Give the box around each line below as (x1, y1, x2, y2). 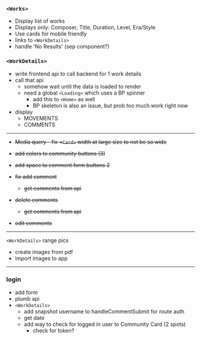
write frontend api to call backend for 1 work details (14, 70, 142, 77)
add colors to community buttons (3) (14, 150, 106, 157)
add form (14, 289, 38, 296)
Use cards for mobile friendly (14, 30, 87, 38)
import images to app (14, 255, 68, 262)
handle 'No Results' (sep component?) (14, 43, 109, 50)
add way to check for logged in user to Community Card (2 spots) (23, 320, 186, 328)
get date (23, 314, 45, 321)
